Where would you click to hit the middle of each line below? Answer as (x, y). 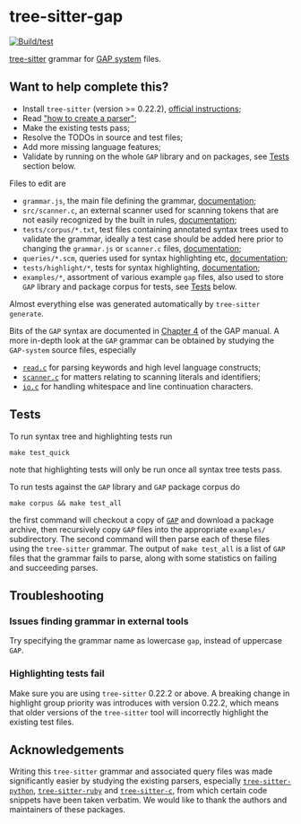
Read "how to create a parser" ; (79, 118)
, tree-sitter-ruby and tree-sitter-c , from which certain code (150, 791)
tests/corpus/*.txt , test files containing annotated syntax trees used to (155, 229)
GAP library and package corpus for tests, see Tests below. (129, 286)
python (21, 792)
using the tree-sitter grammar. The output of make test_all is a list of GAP (147, 548)
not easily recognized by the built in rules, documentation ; (129, 219)
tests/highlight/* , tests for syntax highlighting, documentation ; (141, 267)
